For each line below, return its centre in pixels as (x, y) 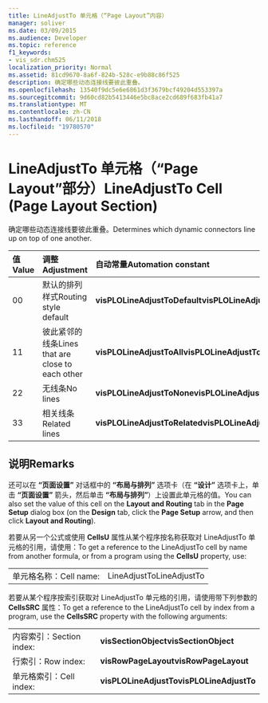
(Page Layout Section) (83, 206)
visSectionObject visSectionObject (167, 641)
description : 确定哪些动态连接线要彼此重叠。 (76, 82)
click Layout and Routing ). (52, 520)
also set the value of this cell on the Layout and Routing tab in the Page (126, 504)
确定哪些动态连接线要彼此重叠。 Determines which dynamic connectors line (132, 229)
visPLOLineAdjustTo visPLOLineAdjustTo (178, 681)
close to (57, 363)
